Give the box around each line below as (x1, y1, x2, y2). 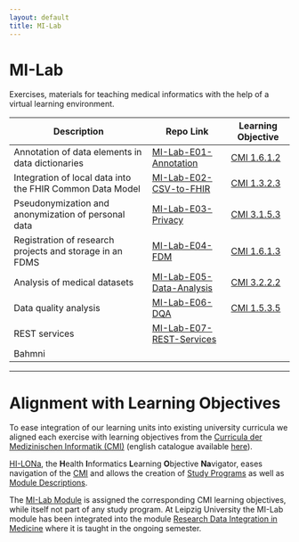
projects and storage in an (13, 245, 123, 258)
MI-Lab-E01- (151, 146, 213, 159)
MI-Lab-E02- (151, 171, 213, 184)
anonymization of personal (13, 209, 125, 221)
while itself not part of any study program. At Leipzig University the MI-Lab (9, 505, 284, 515)
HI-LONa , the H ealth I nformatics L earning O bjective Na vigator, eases (9, 458, 263, 469)
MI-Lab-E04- (151, 240, 213, 252)
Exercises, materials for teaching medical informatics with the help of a (9, 89, 270, 100)
